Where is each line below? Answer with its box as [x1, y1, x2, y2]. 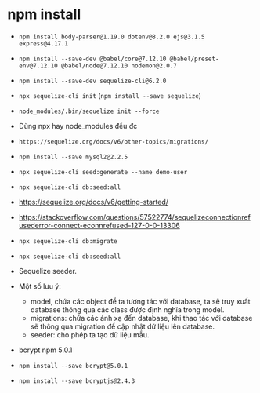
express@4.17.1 [18, 39, 69, 48]
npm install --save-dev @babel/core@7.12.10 [18, 55, 167, 63]
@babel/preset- [169, 55, 219, 63]
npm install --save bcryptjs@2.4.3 [18, 377, 135, 385]
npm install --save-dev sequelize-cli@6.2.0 [18, 77, 167, 85]
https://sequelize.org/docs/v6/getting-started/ [18, 197, 169, 206]
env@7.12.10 [18, 61, 58, 70]
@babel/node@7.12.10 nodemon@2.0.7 [60, 61, 177, 70]
